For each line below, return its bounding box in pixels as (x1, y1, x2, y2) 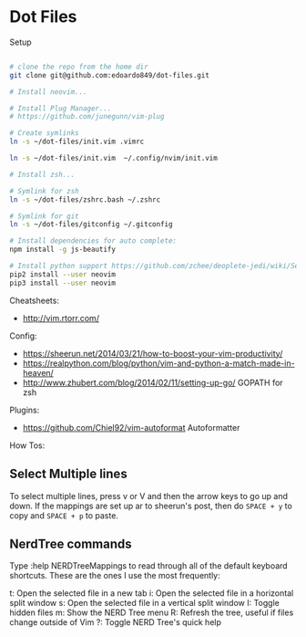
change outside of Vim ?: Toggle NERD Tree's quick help (9, 617, 221, 628)
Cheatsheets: (9, 295, 59, 306)
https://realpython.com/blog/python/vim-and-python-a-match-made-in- (22, 358, 295, 369)
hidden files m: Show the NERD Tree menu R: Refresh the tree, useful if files (9, 607, 294, 618)
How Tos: (9, 440, 46, 451)
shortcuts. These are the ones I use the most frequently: (9, 570, 220, 581)
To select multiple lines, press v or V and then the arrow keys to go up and (9, 490, 289, 501)
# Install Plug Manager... (9, 103, 112, 113)
